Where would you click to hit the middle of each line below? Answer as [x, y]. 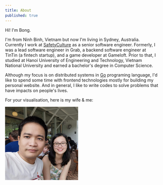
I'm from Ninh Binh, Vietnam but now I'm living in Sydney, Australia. [72, 40]
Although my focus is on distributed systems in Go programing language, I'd [81, 75]
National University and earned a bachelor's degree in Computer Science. [79, 65]
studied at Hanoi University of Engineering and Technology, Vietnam [73, 60]
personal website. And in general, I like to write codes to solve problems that [81, 85]
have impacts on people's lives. [36, 90]
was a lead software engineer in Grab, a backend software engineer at [76, 50]
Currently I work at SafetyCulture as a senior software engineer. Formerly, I [80, 44]
